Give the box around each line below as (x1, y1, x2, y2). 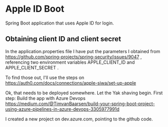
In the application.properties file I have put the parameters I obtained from (5, 48, 160, 54)
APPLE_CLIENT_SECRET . (5, 64, 59, 70)
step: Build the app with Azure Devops (5, 95, 86, 101)
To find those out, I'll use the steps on (5, 74, 85, 81)
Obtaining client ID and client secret (5, 35, 121, 43)
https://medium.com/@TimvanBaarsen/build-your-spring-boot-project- (5, 100, 155, 107)
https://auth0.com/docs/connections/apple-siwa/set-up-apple (5, 80, 136, 86)
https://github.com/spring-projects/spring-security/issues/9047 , (5, 54, 142, 60)
